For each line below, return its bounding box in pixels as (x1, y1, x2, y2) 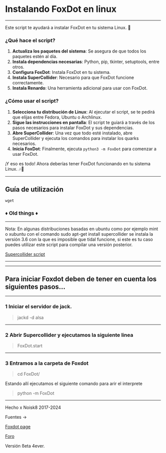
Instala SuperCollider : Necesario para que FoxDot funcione (12, 74, 134, 80)
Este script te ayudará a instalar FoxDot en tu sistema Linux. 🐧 (5, 24, 131, 30)
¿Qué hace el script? (5, 37, 56, 44)
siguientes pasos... (5, 283, 66, 291)
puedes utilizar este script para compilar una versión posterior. (5, 242, 133, 248)
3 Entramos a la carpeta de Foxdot (5, 360, 89, 367)
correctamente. (12, 80, 44, 86)
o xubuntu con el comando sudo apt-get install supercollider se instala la (5, 231, 153, 237)
